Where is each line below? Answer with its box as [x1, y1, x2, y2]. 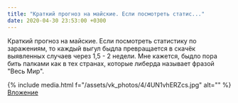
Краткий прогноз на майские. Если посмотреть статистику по [7, 36, 197, 45]
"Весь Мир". [7, 67, 45, 75]
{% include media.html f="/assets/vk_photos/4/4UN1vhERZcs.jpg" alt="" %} [7, 80, 232, 89]
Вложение [7, 88, 39, 97]
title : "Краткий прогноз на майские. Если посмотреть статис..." [7, 10, 205, 18]
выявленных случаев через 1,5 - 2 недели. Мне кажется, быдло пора [7, 51, 218, 60]
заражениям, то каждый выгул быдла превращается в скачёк [7, 44, 196, 53]
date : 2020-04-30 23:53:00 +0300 [7, 17, 107, 24]
